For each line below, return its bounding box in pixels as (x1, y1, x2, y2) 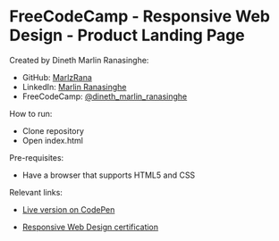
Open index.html (21, 135, 83, 145)
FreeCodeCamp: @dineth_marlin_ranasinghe (21, 91, 188, 102)
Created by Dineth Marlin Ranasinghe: (9, 54, 149, 65)
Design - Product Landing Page (9, 25, 246, 46)
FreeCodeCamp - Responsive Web (9, 6, 271, 27)
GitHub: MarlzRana (21, 71, 92, 82)
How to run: (9, 108, 53, 119)
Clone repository (21, 125, 85, 136)
